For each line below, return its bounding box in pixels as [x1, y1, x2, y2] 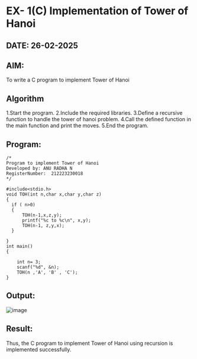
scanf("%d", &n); [17, 264, 60, 270]
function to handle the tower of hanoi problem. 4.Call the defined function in [6, 116, 191, 123]
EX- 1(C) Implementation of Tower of [6, 4, 189, 18]
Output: [6, 291, 35, 301]
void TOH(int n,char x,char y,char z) [6, 191, 102, 197]
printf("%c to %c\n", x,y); [21, 218, 92, 223]
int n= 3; [17, 259, 41, 265]
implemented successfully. [6, 346, 72, 353]
